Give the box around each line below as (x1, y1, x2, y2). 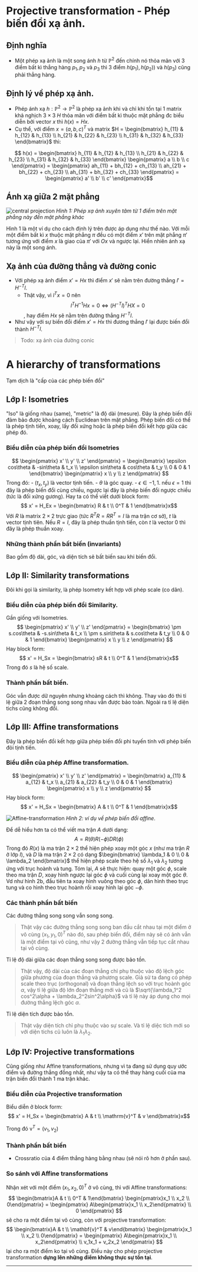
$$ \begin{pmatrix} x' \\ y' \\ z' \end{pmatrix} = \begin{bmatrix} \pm (16, 623, 181, 631)
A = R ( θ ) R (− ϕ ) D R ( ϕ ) (74, 835, 124, 842)
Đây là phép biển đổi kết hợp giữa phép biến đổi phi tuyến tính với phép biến (6, 738, 192, 745)
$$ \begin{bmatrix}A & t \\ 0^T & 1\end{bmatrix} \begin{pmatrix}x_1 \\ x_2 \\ (8, 1194, 190, 1202)
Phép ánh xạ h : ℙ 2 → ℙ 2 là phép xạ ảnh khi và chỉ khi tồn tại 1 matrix (14, 104, 182, 112)
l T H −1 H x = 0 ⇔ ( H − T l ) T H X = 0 (70, 301, 146, 309)
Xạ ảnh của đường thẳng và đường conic (6, 261, 157, 271)
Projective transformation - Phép (6, 4, 170, 18)
